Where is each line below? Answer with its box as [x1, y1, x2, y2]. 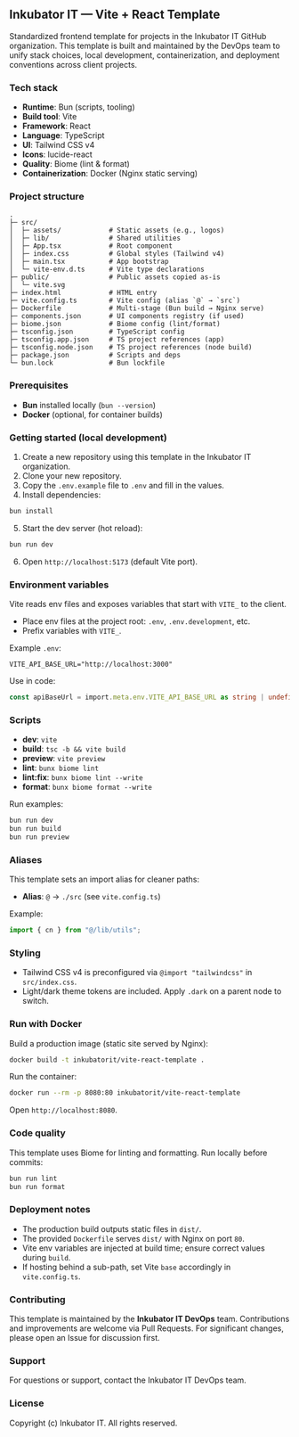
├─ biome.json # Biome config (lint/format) [9, 320, 221, 329]
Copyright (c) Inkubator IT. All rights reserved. [9, 1417, 178, 1428]
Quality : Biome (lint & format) [21, 159, 131, 169]
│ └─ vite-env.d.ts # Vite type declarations [9, 265, 205, 275]
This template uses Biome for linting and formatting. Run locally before [9, 1147, 268, 1158]
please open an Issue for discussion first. [9, 1333, 160, 1343]
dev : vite [21, 735, 58, 745]
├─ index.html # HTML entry [9, 289, 158, 298]
